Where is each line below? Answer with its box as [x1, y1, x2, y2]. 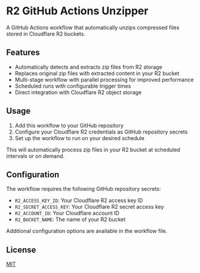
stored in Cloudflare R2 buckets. [6, 30, 85, 37]
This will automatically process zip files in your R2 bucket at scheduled [6, 146, 180, 153]
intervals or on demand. [6, 152, 65, 159]
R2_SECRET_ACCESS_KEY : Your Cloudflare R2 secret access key [14, 203, 164, 210]
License [6, 244, 36, 255]
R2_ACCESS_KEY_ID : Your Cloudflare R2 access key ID [14, 197, 143, 204]
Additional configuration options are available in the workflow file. [6, 228, 168, 235]
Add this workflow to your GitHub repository [14, 122, 124, 129]
